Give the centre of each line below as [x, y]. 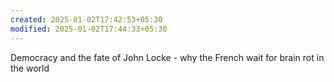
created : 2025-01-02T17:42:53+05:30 [86, 19]
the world [30, 68]
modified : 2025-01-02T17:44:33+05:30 [89, 29]
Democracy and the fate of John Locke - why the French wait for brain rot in [167, 57]
